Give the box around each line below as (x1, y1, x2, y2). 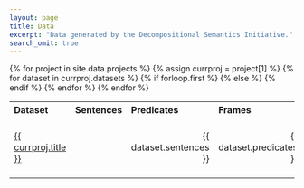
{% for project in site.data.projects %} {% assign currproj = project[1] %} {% (9, 63, 294, 74)
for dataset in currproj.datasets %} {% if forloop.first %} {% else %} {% (9, 73, 276, 84)
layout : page (9, 13, 59, 23)
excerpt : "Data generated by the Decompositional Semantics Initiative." (9, 30, 294, 39)
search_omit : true (9, 38, 79, 48)
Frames (218, 104, 252, 117)
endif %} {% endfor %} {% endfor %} (9, 82, 149, 93)
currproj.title (14, 141, 67, 154)
